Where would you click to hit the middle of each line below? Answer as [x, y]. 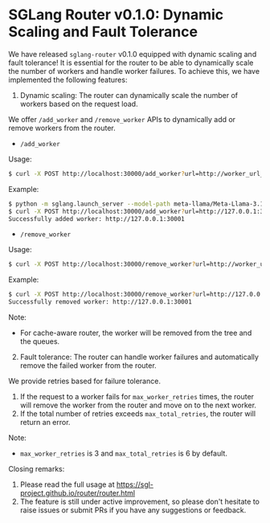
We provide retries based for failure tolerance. [84, 381]
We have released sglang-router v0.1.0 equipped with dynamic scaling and [133, 54]
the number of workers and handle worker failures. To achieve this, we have [134, 71]
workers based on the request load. [79, 104]
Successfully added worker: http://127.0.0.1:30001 [96, 219]
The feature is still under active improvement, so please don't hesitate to [139, 502]
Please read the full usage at [67, 484]
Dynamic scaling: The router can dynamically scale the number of [129, 95]
